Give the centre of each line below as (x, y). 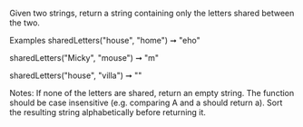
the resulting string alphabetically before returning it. (108, 112)
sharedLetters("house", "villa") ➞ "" (76, 75)
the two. (25, 23)
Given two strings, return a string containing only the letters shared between (152, 13)
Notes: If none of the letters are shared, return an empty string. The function (152, 93)
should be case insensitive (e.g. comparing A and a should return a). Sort (146, 103)
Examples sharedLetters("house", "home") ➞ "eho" (105, 40)
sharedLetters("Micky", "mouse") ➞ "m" (84, 58)
